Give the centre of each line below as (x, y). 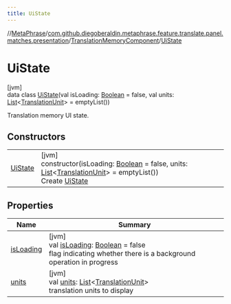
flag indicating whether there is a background (122, 254)
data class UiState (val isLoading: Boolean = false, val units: (91, 94)
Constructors (36, 137)
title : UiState (29, 13)
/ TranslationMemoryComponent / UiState (125, 40)
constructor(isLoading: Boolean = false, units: (114, 164)
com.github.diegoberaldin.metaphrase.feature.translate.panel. (135, 33)
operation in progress (84, 262)
